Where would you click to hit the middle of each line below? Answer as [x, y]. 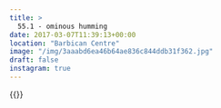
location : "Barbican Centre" [65, 43]
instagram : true [40, 69]
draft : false [34, 60]
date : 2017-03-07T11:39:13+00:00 [73, 34]
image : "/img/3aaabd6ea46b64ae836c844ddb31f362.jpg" [111, 52]
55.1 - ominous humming [62, 26]
